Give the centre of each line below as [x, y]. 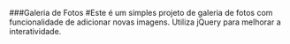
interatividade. [35, 31]
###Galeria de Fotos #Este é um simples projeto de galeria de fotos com [141, 13]
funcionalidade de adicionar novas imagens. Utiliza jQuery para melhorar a [145, 22]
